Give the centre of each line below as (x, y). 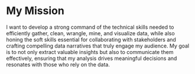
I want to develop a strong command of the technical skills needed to (90, 27)
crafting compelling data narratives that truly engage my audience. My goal (98, 46)
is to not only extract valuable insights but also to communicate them (90, 52)
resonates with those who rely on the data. (58, 64)
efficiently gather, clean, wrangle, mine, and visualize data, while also (91, 33)
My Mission (35, 11)
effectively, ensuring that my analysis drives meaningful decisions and (92, 58)
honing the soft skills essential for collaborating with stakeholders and (91, 39)
